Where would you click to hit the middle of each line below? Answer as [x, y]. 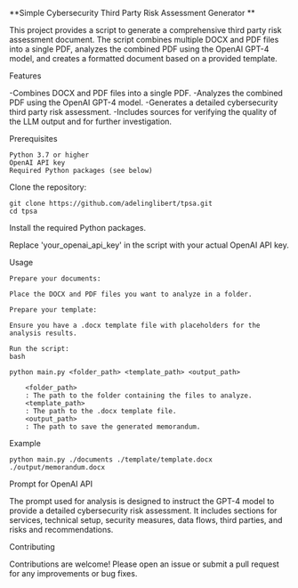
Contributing [32, 547]
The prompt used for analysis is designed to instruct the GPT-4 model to [142, 501]
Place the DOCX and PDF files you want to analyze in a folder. [131, 294]
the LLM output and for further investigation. [90, 121]
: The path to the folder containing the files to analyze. [139, 396]
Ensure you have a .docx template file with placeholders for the [135, 325]
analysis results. [43, 333]
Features [25, 76]
